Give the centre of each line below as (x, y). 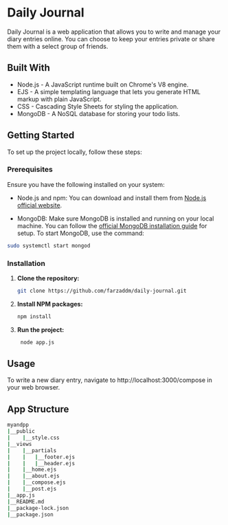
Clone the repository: (48, 278)
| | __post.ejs (32, 489)
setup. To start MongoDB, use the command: (80, 233)
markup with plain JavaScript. (59, 99)
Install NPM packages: (50, 304)
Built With (28, 68)
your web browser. (34, 388)
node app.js (37, 342)
